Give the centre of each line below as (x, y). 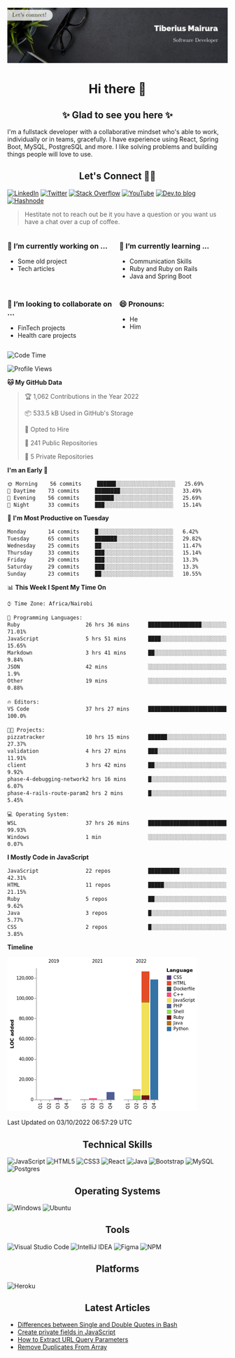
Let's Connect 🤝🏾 (117, 176)
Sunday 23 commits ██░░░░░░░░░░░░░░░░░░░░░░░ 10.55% (104, 574)
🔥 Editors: (23, 702)
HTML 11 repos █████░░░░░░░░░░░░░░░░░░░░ (117, 885)
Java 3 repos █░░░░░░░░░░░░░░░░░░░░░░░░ (117, 914)
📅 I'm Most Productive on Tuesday (58, 518)
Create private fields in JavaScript (66, 1332)
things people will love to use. (50, 154)
